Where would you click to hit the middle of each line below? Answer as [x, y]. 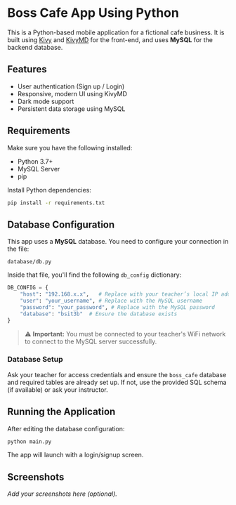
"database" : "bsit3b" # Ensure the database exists [99, 314]
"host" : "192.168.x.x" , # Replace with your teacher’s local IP [119, 294]
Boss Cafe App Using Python [93, 13]
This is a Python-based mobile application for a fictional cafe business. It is [116, 32]
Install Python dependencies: [49, 190]
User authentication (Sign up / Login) [71, 86]
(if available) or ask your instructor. [58, 389]
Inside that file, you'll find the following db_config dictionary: [94, 275]
